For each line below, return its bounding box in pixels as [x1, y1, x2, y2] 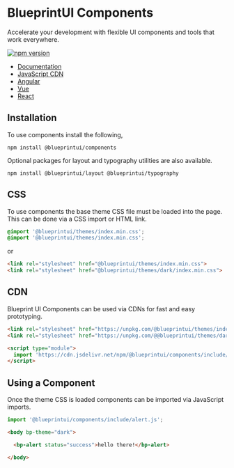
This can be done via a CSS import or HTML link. [7, 214, 148, 223]
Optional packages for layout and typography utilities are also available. [7, 156, 212, 164]
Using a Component [7, 377, 95, 389]
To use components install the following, [7, 130, 123, 139]
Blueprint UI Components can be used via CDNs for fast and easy [7, 304, 196, 313]
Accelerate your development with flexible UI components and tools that [7, 28, 214, 36]
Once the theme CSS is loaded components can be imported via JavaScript [7, 396, 224, 404]
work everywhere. [7, 35, 59, 43]
